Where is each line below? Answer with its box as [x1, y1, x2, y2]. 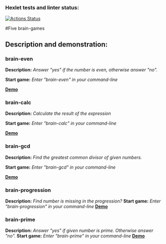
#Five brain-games [5, 25, 45, 31]
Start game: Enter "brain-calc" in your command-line [5, 120, 117, 127]
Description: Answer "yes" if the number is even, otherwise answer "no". [5, 66, 158, 72]
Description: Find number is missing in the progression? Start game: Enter [5, 198, 161, 204]
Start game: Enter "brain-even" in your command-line [5, 76, 118, 83]
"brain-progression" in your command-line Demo [5, 203, 108, 209]
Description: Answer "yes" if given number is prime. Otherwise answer [5, 227, 154, 234]
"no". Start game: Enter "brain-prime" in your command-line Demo [5, 233, 145, 239]
